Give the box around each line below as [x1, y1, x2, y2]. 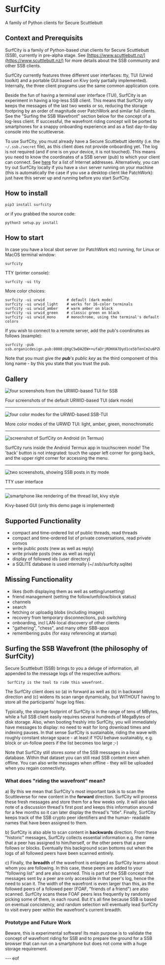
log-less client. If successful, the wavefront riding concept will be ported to [5, 118, 157, 124]
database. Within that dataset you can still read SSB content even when [5, 755, 150, 760]
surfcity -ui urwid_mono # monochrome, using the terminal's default [5, 315, 160, 320]
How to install [5, 189, 48, 198]
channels [12, 599, 31, 605]
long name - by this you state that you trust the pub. [5, 360, 110, 367]
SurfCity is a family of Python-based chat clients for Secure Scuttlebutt [5, 47, 149, 53]
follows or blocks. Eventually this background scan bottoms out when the [5, 845, 154, 851]
